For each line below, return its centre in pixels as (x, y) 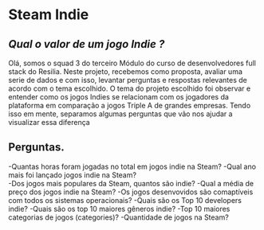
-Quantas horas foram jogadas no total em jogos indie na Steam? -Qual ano (132, 166)
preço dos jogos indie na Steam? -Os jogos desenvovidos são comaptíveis (131, 192)
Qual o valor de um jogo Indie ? (87, 44)
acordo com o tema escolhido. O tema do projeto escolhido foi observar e (130, 88)
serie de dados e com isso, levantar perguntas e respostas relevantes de (128, 80)
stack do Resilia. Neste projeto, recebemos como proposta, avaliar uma (126, 72)
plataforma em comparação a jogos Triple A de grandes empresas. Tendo (130, 105)
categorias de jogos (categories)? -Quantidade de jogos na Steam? (118, 217)
